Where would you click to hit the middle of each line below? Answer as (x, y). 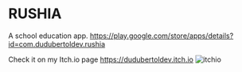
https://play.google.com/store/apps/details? (162, 36)
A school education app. (49, 36)
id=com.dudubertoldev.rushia (57, 44)
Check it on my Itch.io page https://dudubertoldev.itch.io (101, 59)
